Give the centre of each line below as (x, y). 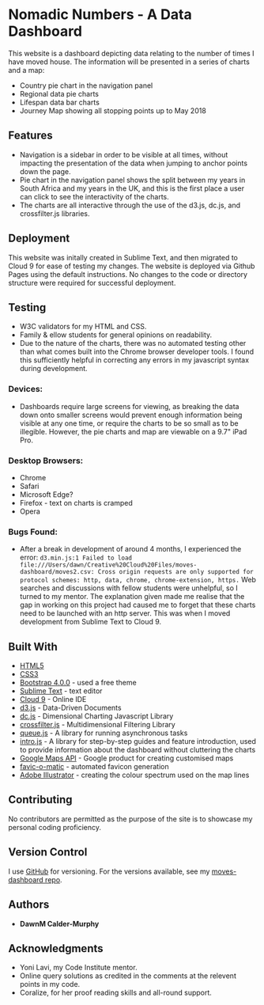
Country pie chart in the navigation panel (86, 85)
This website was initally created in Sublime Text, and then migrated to (123, 257)
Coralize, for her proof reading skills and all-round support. (115, 993)
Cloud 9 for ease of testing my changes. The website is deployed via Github (132, 266)
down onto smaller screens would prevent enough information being (131, 415)
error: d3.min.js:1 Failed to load (76, 557)
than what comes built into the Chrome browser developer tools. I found (137, 352)
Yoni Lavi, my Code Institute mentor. (78, 968)
